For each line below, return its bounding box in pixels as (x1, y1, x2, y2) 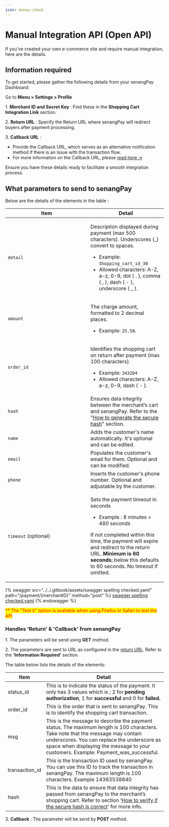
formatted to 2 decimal (90, 309, 144, 316)
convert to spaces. (90, 242, 135, 249)
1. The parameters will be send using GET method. (5, 637, 110, 643)
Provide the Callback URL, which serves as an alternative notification (12, 144, 156, 150)
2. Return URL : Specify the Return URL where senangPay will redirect (5, 119, 151, 125)
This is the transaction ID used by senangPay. (46, 757, 154, 764)
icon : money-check (5, 7, 44, 13)
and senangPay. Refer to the (90, 408, 157, 415)
